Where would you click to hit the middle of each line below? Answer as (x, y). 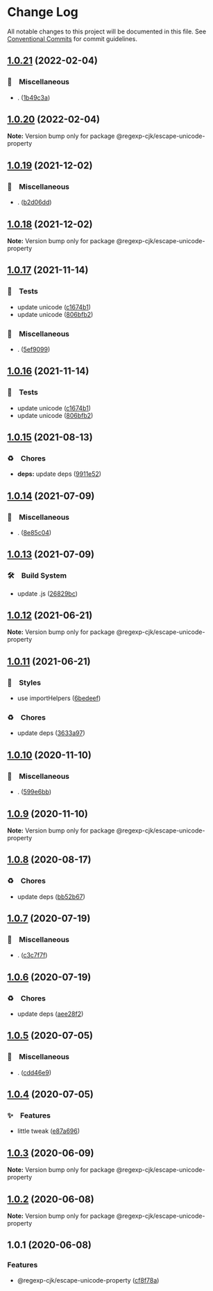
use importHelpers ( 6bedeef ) (59, 698)
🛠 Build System (37, 575)
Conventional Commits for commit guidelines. (72, 38)
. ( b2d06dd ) (34, 202)
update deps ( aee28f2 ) (50, 1014)
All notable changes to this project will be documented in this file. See (107, 31)
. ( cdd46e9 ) (34, 1072)
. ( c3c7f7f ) (32, 955)
